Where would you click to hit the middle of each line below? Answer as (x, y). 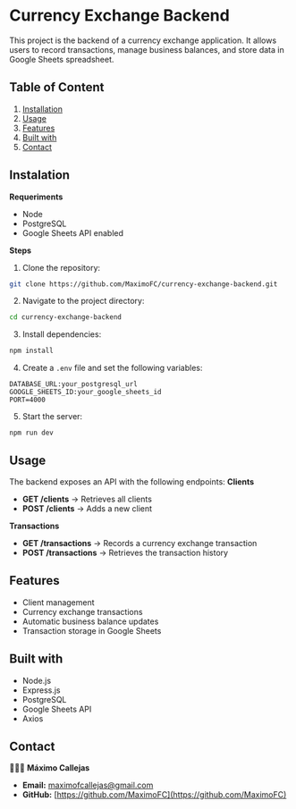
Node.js (37, 680)
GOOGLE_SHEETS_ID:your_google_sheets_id (86, 392)
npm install (31, 351)
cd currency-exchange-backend (66, 317)
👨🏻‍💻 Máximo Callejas (50, 768)
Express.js (41, 690)
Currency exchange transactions (82, 611)
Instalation (39, 175)
